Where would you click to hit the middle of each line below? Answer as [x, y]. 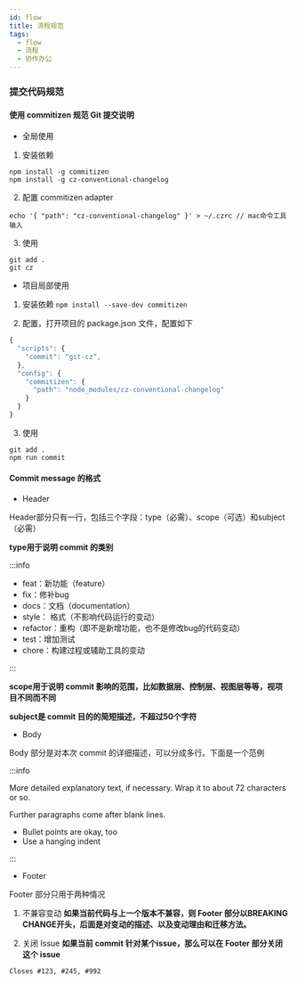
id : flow [25, 17]
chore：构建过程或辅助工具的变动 [83, 651]
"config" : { [40, 373]
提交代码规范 [37, 92]
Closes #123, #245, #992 [55, 972]
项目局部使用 [45, 285]
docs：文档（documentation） [78, 606]
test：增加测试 [48, 639]
